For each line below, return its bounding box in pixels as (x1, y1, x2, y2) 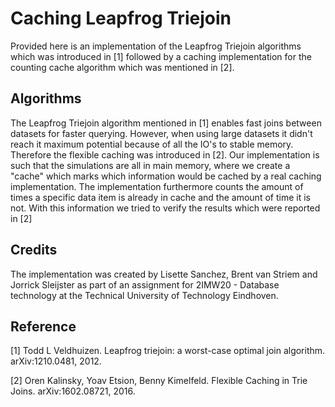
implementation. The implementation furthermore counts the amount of (10, 180, 304, 192)
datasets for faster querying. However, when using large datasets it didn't (10, 127, 313, 139)
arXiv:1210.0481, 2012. (10, 355, 102, 367)
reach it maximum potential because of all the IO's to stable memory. (10, 138, 294, 150)
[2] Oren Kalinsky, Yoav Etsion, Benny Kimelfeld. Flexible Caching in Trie (10, 375, 308, 387)
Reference (10, 318, 77, 335)
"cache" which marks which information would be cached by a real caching (10, 170, 322, 182)
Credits (10, 242, 58, 259)
